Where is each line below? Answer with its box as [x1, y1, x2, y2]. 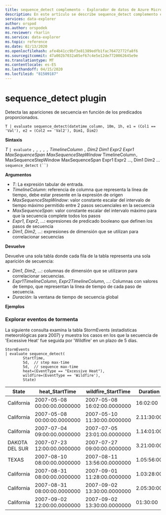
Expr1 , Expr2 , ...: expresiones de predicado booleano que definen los [12, 218, 153, 224]
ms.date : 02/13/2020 [5, 44, 48, 49]
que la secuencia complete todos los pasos [12, 213, 101, 219]
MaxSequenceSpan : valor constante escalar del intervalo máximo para [12, 207, 157, 213]
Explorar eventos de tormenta [5, 316, 78, 322]
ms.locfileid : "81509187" [5, 72, 58, 77]
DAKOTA [7, 439, 28, 446]
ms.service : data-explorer [5, 35, 61, 40]
